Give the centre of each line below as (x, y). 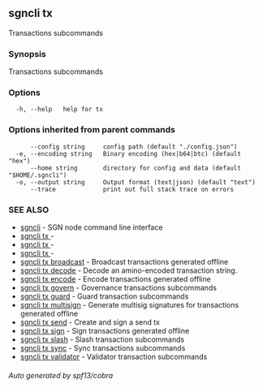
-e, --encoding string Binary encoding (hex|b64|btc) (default (129, 153)
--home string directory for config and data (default (136, 168)
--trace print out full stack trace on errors (131, 189)
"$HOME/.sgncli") (38, 175)
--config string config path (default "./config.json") (134, 147)
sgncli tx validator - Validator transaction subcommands (114, 357)
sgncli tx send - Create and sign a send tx (90, 322)
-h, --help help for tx (60, 110)
